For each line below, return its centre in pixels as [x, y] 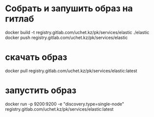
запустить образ [41, 90]
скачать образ [36, 57]
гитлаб [20, 19]
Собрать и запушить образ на [69, 9]
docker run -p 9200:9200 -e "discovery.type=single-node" [65, 104]
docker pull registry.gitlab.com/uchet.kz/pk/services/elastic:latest [71, 71]
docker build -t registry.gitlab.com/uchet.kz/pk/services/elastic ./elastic [77, 32]
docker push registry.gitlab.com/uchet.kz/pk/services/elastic [66, 38]
